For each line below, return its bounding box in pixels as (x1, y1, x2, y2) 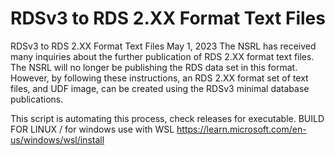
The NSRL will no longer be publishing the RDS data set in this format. (10, 61, 298, 73)
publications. (10, 93, 64, 105)
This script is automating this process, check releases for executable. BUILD (10, 112, 325, 124)
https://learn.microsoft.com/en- (176, 123, 307, 135)
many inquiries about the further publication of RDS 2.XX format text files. (10, 50, 315, 62)
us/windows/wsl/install (10, 133, 105, 146)
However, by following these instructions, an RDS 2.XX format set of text (10, 72, 309, 84)
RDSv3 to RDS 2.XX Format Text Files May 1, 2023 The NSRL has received (10, 40, 317, 52)
